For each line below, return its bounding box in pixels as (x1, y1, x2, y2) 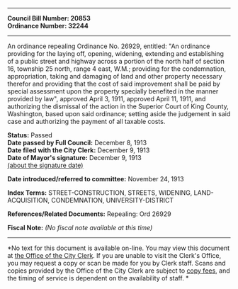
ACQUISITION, (7, 196, 50, 204)
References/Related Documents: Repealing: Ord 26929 (7, 210, 171, 218)
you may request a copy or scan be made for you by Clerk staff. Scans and (7, 259, 226, 267)
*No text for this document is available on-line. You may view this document (7, 244, 230, 252)
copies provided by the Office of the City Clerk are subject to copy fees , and (7, 266, 230, 275)
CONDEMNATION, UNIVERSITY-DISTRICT (51, 196, 174, 204)
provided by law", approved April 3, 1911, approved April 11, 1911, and (7, 95, 206, 103)
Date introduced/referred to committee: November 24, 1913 (7, 175, 184, 183)
